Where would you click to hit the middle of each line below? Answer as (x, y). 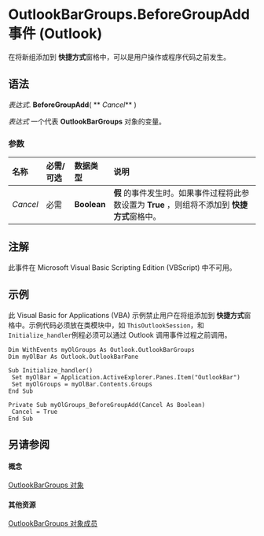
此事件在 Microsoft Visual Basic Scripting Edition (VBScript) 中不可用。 (123, 267)
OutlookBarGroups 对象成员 (53, 523)
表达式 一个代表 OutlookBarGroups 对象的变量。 (87, 121)
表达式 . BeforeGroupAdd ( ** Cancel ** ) (73, 105)
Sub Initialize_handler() (50, 370)
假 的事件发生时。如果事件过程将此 (178, 193)
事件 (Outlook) (55, 34)
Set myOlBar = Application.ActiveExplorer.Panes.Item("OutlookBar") (126, 377)
